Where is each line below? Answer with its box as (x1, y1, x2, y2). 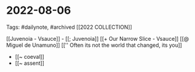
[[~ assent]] (14, 59, 45, 67)
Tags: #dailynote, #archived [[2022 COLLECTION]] (6, 23, 133, 31)
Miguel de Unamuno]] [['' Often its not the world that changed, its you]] (6, 41, 182, 49)
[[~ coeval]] (14, 53, 44, 60)
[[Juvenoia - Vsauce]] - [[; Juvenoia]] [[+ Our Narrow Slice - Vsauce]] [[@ (6, 35, 189, 42)
